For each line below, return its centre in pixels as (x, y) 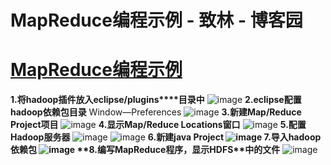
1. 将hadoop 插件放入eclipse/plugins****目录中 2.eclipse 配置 (156, 100)
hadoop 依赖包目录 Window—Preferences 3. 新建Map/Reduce (156, 112)
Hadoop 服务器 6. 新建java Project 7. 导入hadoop (166, 137)
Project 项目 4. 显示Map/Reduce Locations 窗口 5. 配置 (158, 125)
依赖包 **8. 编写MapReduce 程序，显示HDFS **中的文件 (145, 150)
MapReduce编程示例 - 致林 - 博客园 (156, 20)
